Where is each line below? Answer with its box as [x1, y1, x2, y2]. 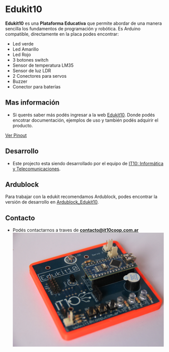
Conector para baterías [12, 83, 61, 89]
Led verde [12, 40, 34, 46]
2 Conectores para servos [12, 73, 67, 79]
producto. [12, 122, 33, 128]
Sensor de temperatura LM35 [12, 62, 74, 68]
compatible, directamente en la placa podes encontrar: [5, 31, 119, 37]
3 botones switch [12, 57, 49, 63]
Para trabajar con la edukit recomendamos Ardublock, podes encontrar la [5, 193, 157, 200]
